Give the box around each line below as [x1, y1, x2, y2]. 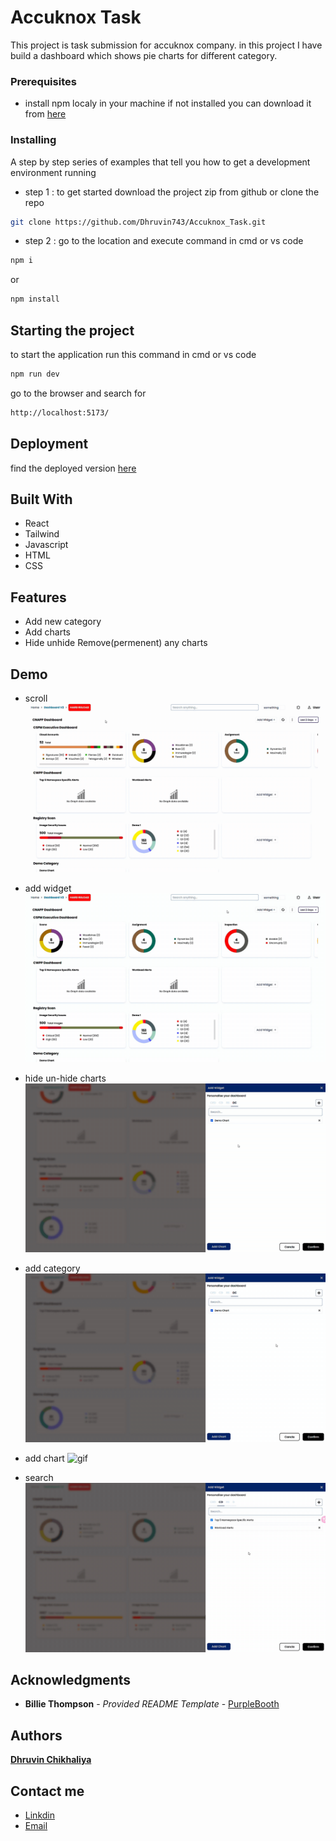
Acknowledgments [10, 1671, 132, 1688]
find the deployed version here [10, 462, 137, 474]
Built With [10, 491, 73, 508]
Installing [10, 133, 57, 147]
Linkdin [24, 1809, 55, 1821]
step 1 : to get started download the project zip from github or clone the [24, 186, 320, 198]
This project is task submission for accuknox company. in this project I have [10, 39, 323, 51]
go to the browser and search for [10, 387, 147, 399]
